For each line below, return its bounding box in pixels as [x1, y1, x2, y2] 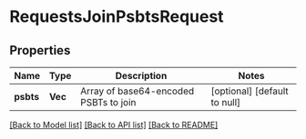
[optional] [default [210, 84, 289, 97]
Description [115, 70, 168, 82]
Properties [9, 43, 71, 58]
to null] [210, 96, 241, 108]
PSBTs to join [80, 96, 137, 108]
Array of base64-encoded [80, 84, 195, 97]
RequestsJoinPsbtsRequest [9, 6, 225, 27]
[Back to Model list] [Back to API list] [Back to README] [9, 120, 219, 130]
